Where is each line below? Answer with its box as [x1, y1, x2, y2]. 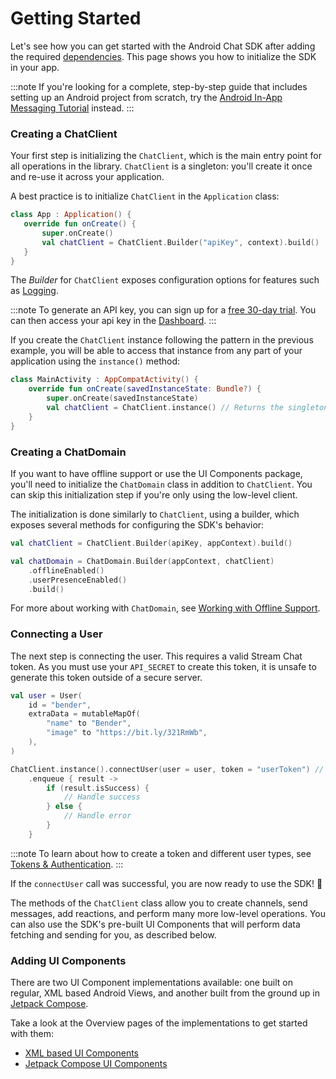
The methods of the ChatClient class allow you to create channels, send [10, 897, 308, 909]
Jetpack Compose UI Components [24, 1058, 168, 1070]
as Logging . [10, 285, 59, 297]
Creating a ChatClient [10, 127, 118, 141]
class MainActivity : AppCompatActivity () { [10, 375, 199, 385]
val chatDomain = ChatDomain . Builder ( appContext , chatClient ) [10, 556, 275, 566]
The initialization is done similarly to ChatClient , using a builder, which [10, 508, 300, 521]
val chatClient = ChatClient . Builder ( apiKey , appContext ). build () [10, 538, 293, 549]
